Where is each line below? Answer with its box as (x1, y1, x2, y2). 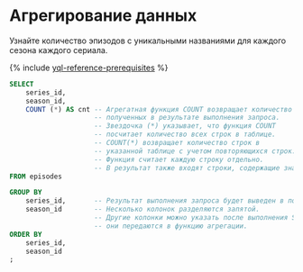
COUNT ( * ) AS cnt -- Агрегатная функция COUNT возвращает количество (25, 104, 293, 113)
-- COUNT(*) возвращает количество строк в (94, 139, 260, 148)
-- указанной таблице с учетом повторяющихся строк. (94, 146, 297, 156)
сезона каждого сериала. (9, 44, 108, 55)
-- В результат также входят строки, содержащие (94, 163, 280, 172)
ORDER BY (9, 230, 42, 239)
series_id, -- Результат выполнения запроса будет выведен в (25, 196, 284, 205)
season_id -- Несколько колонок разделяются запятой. (25, 204, 260, 214)
